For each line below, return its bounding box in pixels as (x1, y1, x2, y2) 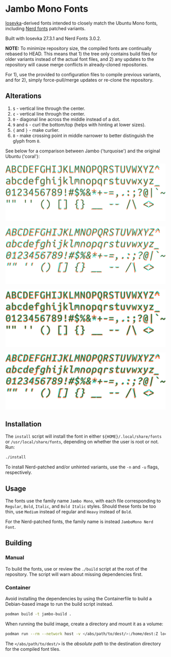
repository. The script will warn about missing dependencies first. (5, 571, 143, 577)
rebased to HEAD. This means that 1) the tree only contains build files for (5, 51, 158, 57)
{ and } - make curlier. (12, 127, 60, 133)
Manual (5, 554, 24, 561)
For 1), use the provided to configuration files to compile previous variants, (5, 71, 161, 77)
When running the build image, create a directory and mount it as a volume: (5, 621, 164, 627)
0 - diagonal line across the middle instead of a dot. (12, 116, 121, 122)
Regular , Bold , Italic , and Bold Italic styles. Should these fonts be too (5, 503, 156, 509)
